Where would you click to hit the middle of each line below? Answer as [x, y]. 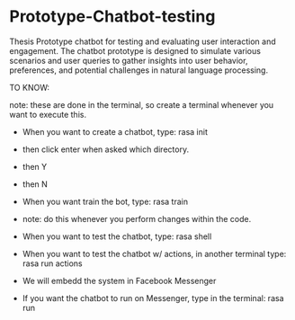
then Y [35, 166]
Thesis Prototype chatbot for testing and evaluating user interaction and [143, 41]
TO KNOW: [30, 87]
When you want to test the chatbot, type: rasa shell [117, 236]
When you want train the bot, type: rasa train [105, 201]
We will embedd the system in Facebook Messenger [119, 280]
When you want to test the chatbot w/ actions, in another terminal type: [154, 253]
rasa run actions [52, 263]
